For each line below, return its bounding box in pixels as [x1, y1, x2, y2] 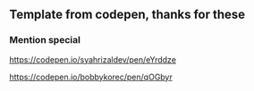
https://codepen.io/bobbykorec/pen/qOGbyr [9, 71, 173, 82]
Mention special [9, 34, 80, 46]
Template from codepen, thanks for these [9, 7, 246, 22]
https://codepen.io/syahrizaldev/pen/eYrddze [9, 54, 177, 65]
